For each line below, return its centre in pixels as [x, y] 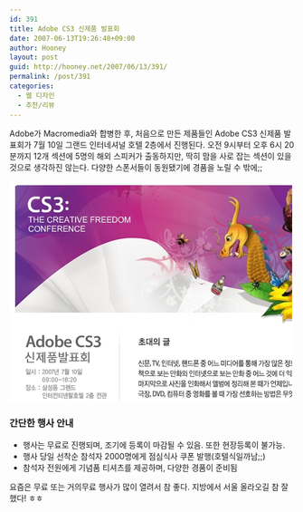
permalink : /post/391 [50, 77]
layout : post [34, 58]
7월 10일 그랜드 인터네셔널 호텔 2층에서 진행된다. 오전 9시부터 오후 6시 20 [164, 144]
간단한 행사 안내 [42, 423]
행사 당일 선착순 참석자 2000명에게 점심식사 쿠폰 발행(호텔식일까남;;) [144, 456]
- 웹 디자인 [36, 95]
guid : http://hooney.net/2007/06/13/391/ [89, 67]
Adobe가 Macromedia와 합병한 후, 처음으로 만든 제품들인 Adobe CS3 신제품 [146, 133]
